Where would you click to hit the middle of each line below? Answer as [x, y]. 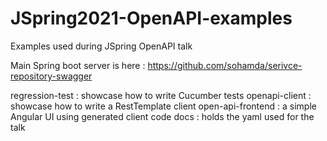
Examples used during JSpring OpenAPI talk [101, 46]
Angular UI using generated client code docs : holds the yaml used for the [162, 116]
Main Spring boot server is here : [78, 65]
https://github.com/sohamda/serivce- [225, 65]
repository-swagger [51, 76]
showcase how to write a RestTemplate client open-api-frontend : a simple [163, 106]
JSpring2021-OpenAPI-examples [151, 18]
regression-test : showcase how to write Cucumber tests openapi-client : [161, 95]
